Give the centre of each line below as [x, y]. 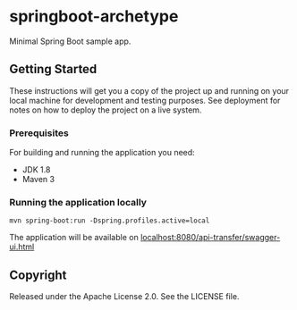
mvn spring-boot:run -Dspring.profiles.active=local [110, 221]
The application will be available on [74, 238]
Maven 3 [38, 180]
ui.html [22, 247]
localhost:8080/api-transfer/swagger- [210, 238]
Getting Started [53, 69]
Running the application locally [78, 202]
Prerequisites [39, 133]
